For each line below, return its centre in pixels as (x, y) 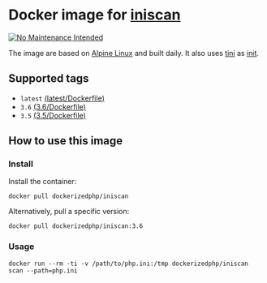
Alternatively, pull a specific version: (69, 212)
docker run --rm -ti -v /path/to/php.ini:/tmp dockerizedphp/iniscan (129, 264)
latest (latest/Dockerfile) (62, 98)
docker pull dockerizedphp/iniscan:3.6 (76, 226)
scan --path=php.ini (43, 270)
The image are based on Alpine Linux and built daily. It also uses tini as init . (134, 53)
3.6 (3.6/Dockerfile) (53, 106)
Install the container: (43, 182)
